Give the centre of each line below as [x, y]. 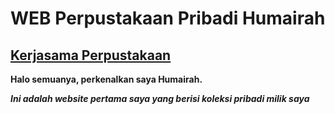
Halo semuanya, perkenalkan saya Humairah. [106, 79]
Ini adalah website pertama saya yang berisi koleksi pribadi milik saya [160, 98]
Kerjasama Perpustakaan [91, 55]
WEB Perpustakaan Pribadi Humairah [168, 18]
